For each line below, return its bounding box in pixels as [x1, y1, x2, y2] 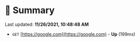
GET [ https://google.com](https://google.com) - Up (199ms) [12, 31, 135, 37]
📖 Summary [5, 5, 55, 16]
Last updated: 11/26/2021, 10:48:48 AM [5, 21, 89, 27]
